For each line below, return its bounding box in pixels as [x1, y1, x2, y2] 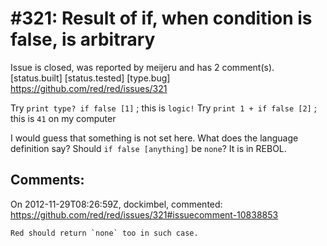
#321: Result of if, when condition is [10, 7, 313, 30]
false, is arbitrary [10, 28, 156, 51]
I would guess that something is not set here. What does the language [10, 132, 299, 144]
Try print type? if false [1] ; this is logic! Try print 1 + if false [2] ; [10, 102, 317, 114]
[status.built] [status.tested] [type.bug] [10, 72, 171, 84]
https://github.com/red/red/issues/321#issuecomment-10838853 [10, 208, 279, 221]
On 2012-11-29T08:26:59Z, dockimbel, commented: [10, 198, 223, 210]
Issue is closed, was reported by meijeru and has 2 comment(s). [10, 61, 275, 73]
